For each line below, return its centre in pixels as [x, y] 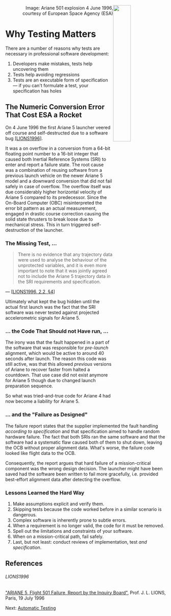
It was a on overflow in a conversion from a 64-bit [58, 148]
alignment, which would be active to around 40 [55, 353]
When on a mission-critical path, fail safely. [58, 536]
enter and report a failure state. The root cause [54, 165]
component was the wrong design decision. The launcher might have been [84, 468]
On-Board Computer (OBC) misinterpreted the [54, 203]
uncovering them [31, 69]
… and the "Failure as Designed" [46, 414]
